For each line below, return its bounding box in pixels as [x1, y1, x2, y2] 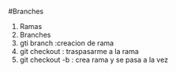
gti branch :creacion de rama [19, 38, 114, 48]
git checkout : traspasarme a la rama [19, 47, 140, 56]
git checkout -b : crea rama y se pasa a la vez [19, 55, 168, 64]
